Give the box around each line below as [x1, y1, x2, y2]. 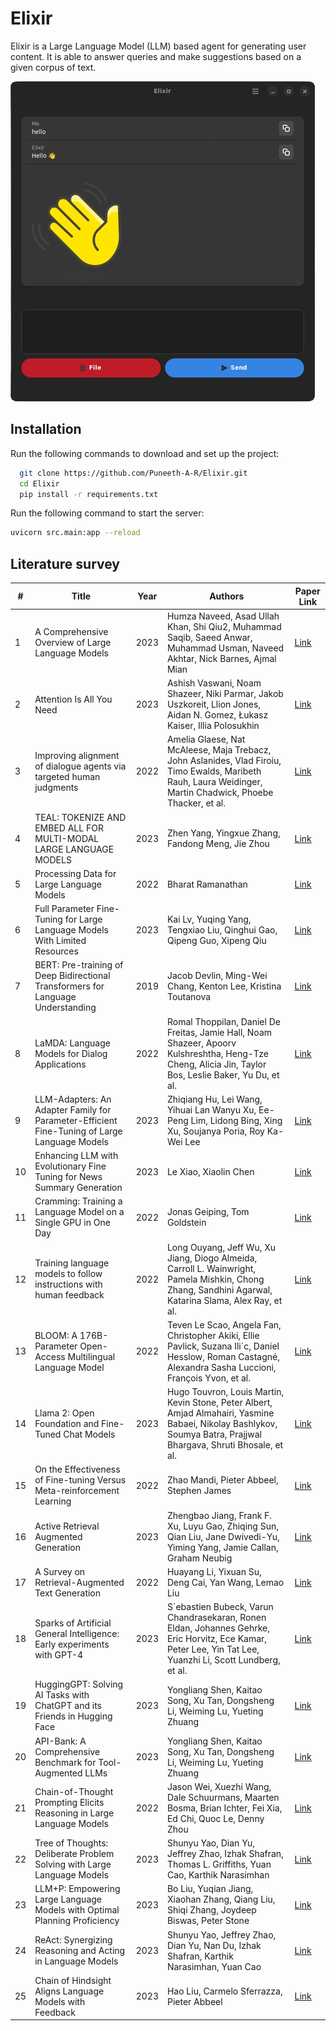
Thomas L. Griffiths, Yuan [166, 1858, 272, 1871]
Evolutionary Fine [34, 1160, 107, 1172]
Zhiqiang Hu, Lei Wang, [166, 1093, 263, 1105]
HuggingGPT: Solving [34, 1678, 124, 1691]
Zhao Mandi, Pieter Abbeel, [166, 1474, 279, 1486]
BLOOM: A [34, 1329, 78, 1341]
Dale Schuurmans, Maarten [166, 1791, 280, 1803]
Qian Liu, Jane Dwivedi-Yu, [166, 1530, 280, 1542]
